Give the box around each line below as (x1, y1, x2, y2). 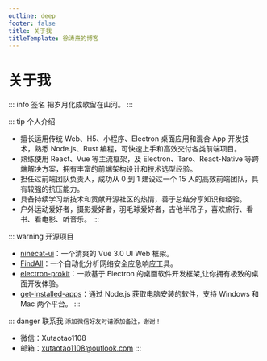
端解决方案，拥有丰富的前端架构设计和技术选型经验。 (19, 164, 198, 174)
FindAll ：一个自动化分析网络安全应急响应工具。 (19, 259, 177, 268)
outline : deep (8, 11, 56, 20)
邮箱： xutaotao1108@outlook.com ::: (19, 343, 142, 353)
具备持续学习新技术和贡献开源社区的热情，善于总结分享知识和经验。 (19, 194, 247, 204)
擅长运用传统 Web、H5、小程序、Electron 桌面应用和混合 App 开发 (19, 134, 243, 143)
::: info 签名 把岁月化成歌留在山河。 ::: (8, 100, 133, 110)
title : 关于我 (8, 27, 52, 35)
